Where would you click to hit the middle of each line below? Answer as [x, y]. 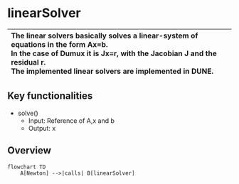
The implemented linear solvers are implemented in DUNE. [112, 71]
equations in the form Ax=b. [59, 44]
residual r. [28, 62]
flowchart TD [27, 167]
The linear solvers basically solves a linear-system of [105, 36]
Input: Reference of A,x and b [71, 120]
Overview [30, 151]
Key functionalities [50, 96]
